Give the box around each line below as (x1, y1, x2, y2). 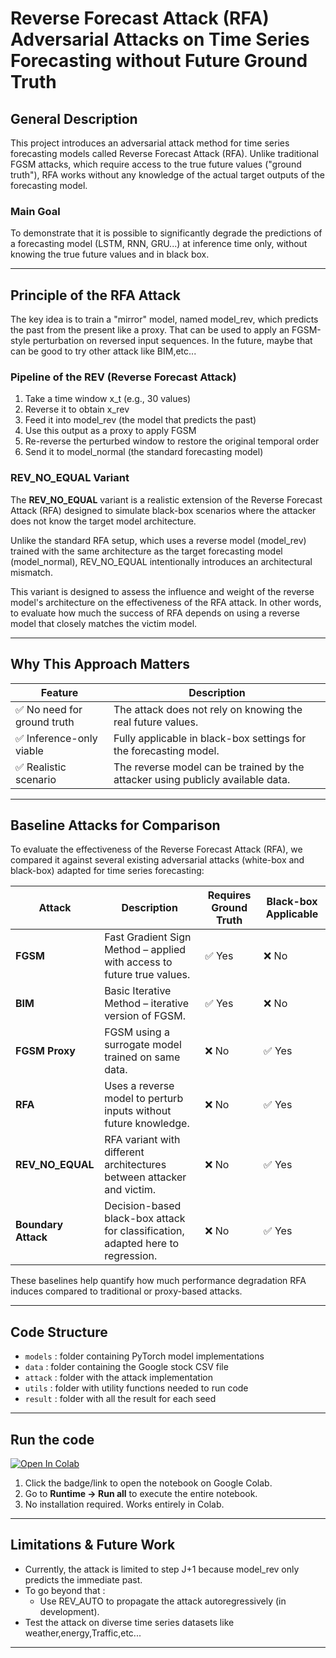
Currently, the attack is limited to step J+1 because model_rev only (24, 1563, 300, 1575)
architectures (104, 1158, 167, 1172)
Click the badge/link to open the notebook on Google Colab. (24, 1477, 273, 1489)
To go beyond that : (24, 1584, 106, 1596)
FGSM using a (104, 1025, 170, 1039)
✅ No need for (15, 702, 83, 716)
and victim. (104, 1183, 157, 1197)
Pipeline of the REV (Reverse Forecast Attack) (10, 370, 237, 384)
